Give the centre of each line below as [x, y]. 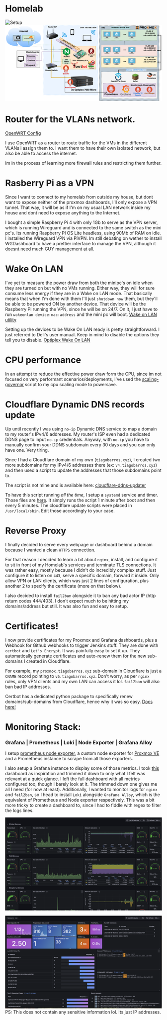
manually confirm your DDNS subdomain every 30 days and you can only [80, 445]
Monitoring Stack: [43, 727]
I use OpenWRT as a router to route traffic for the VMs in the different [76, 143]
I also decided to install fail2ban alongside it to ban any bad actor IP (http [81, 596]
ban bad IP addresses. [28, 687]
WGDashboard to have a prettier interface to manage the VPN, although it [81, 243]
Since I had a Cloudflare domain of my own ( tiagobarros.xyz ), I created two [83, 459]
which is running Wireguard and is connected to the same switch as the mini [83, 227]
